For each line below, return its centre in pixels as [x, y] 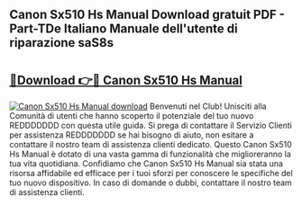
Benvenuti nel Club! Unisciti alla [209, 106]
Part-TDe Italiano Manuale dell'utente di [124, 29]
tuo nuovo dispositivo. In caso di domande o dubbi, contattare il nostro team [151, 183]
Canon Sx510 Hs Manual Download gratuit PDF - [147, 15]
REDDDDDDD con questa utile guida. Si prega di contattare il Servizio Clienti [151, 125]
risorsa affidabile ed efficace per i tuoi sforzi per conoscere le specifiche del [151, 173]
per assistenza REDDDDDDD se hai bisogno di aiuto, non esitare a [132, 135]
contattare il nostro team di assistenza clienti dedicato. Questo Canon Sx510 [151, 144]
